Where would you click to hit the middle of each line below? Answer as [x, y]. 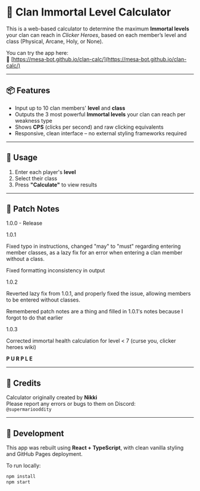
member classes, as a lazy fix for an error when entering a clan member [94, 253]
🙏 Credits [24, 383]
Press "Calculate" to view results [56, 185]
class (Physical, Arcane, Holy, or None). [55, 41]
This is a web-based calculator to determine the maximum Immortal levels [98, 29]
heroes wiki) [21, 347]
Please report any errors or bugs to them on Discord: [71, 404]
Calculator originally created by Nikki [51, 397]
